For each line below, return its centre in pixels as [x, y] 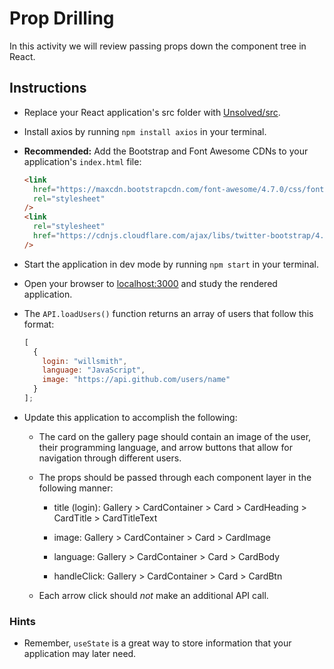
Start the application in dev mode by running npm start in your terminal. [171, 264]
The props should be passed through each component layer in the [175, 477]
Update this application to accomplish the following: [130, 417]
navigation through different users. [110, 458]
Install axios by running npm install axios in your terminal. [145, 131]
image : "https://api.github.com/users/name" [136, 380]
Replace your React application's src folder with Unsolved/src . [152, 112]
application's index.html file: [82, 161]
